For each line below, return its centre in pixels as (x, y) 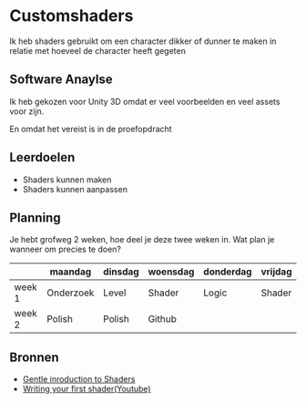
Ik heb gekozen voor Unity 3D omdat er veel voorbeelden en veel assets (145, 101)
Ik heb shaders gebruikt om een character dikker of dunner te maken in (143, 41)
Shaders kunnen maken (67, 180)
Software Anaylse (61, 80)
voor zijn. (27, 111)
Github (163, 319)
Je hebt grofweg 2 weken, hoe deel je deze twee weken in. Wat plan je (142, 240)
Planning (35, 217)
